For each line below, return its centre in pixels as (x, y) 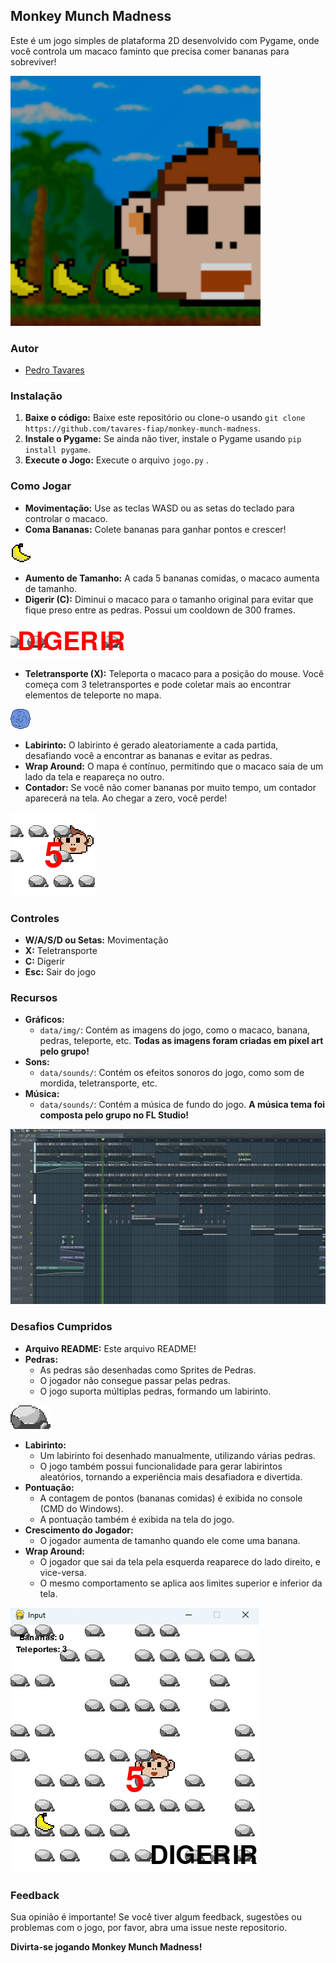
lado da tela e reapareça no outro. (94, 776)
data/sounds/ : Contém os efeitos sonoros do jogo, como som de (172, 1073)
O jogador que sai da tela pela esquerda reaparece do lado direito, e (180, 1561)
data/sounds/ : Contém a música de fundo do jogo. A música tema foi (182, 1105)
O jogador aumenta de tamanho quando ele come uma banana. (170, 1540)
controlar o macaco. (66, 518)
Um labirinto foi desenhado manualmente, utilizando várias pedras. (177, 1455)
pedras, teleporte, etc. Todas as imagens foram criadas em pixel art (181, 1041)
